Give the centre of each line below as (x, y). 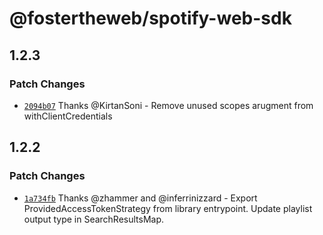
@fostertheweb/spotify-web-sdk (150, 18)
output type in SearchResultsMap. (94, 219)
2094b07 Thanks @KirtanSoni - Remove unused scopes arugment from (168, 105)
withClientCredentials (68, 116)
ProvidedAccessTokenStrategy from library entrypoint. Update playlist (168, 208)
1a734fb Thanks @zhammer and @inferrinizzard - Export (140, 198)
